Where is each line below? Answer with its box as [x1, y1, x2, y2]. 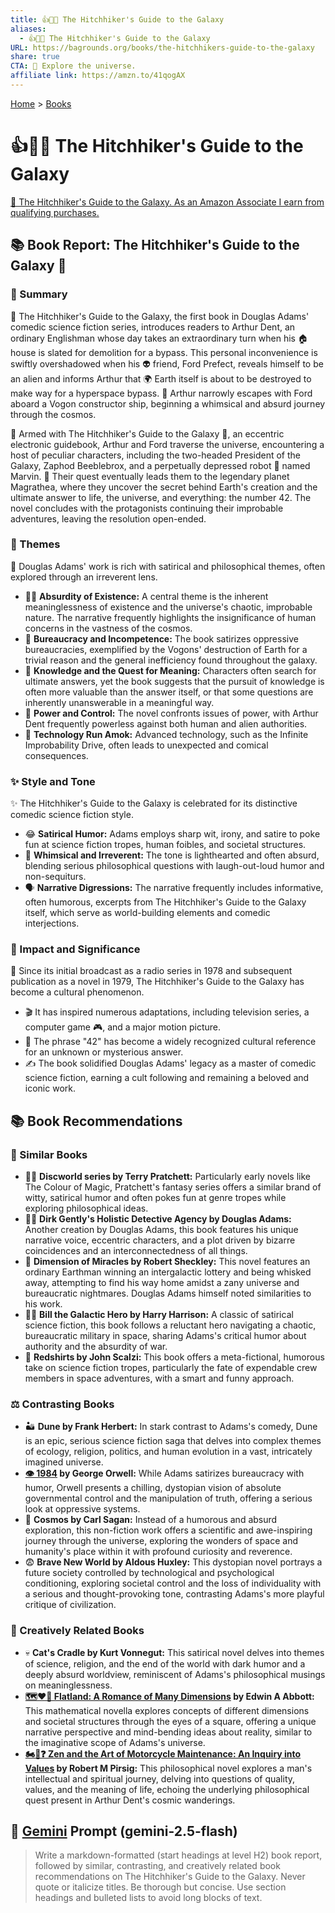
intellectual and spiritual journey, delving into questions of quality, [24, 1772, 296, 1785]
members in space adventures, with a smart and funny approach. [24, 1372, 295, 1385]
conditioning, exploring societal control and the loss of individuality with [24, 1577, 322, 1590]
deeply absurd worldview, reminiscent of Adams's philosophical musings [24, 1668, 326, 1680]
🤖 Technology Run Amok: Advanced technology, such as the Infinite [24, 728, 309, 740]
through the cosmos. [10, 408, 97, 420]
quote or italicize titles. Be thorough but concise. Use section [34, 1881, 287, 1893]
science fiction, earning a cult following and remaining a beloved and [24, 1072, 310, 1084]
